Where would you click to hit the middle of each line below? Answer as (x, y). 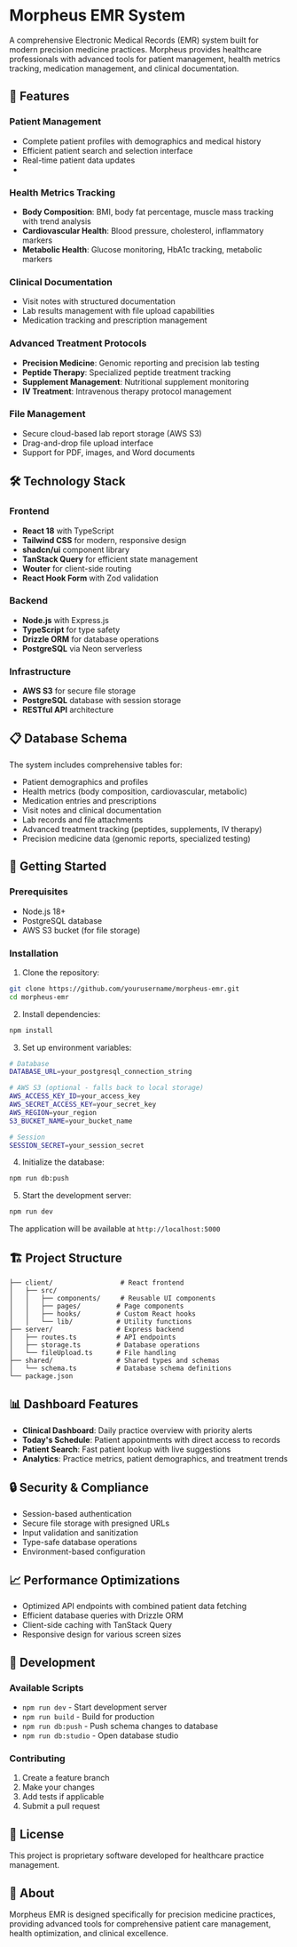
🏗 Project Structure (66, 1258)
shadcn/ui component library (76, 549)
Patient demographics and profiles (85, 781)
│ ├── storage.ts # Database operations (105, 1345)
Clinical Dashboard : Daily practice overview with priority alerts (137, 1430)
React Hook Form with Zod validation (90, 578)
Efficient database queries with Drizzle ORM (102, 1615)
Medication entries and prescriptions (89, 800)
